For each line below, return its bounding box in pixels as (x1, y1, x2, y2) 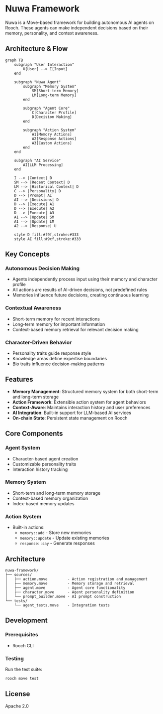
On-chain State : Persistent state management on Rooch (12, 415, 128, 421)
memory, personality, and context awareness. (5, 30, 99, 36)
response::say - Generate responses (19, 540, 95, 546)
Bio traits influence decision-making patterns (12, 361, 105, 367)
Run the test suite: (5, 666, 42, 672)
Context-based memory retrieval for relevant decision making (12, 326, 139, 332)
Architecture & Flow (5, 44, 68, 53)
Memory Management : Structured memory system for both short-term (12, 388, 159, 394)
